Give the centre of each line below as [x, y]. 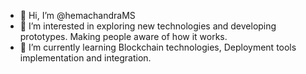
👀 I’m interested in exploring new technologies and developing [148, 26]
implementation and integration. [85, 58]
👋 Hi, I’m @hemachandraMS [77, 15]
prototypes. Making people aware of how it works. [123, 36]
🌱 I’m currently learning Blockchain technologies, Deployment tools [158, 47]
